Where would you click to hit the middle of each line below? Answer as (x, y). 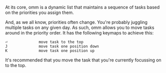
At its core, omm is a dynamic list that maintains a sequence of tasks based (83, 7)
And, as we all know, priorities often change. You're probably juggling (77, 22)
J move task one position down (52, 46)
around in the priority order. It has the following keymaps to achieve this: (80, 33)
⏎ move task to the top (44, 42)
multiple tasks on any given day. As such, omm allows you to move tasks (80, 27)
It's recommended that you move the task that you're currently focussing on (83, 60)
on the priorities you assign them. (39, 12)
